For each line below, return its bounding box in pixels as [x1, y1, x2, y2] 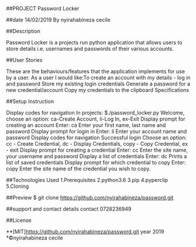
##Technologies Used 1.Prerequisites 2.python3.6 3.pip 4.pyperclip [6, 177, 169, 183]
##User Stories [6, 57, 43, 63]
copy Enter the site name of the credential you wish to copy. [6, 165, 151, 172]
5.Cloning [6, 183, 29, 190]
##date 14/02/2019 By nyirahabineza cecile [6, 16, 111, 23]
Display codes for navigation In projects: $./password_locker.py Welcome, [6, 109, 185, 116]
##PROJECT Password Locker [6, 5, 80, 12]
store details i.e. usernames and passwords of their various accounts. [6, 45, 174, 52]
